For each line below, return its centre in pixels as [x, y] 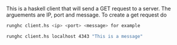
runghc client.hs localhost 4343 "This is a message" [75, 36]
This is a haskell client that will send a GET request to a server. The [89, 9]
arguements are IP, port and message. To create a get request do [87, 15]
